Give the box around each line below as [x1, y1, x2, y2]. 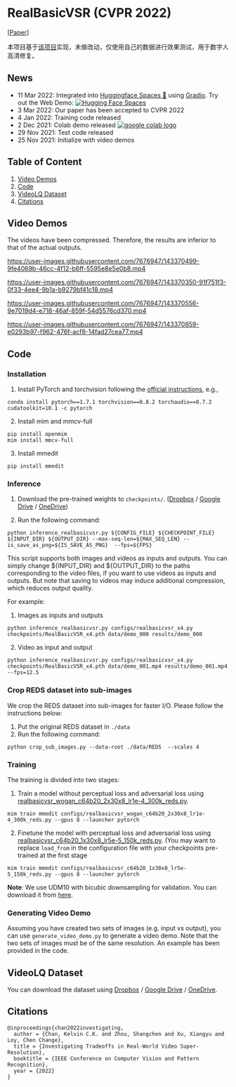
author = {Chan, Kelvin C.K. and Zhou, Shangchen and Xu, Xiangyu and [13, 1030, 225, 1037]
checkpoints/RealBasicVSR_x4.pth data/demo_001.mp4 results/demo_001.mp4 [7, 663, 228, 670]
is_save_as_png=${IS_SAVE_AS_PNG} [7, 542, 109, 549]
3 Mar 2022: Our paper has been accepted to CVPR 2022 [17, 105, 185, 114]
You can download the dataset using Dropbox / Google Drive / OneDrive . [7, 985, 218, 994]
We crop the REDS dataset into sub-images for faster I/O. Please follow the [7, 701, 224, 710]
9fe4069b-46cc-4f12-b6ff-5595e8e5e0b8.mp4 [7, 265, 146, 273]
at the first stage [39, 851, 88, 859]
